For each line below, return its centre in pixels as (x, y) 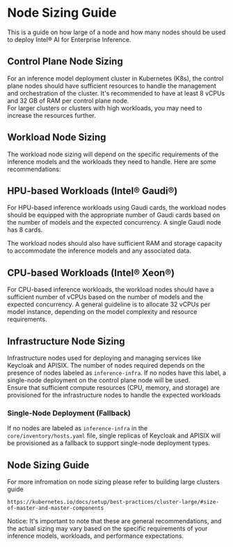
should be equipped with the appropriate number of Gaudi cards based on (114, 215)
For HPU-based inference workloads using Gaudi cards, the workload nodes (116, 208)
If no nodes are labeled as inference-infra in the (78, 428)
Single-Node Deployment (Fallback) (69, 413)
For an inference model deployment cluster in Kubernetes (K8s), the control (115, 78)
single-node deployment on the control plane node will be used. (99, 380)
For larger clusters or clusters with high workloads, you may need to (105, 108)
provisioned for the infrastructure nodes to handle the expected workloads (114, 395)
